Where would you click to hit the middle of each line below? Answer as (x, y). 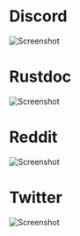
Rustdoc (40, 77)
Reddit (33, 137)
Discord (38, 16)
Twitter (36, 198)
